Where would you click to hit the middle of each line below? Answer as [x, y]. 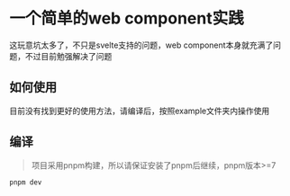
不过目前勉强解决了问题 [68, 56]
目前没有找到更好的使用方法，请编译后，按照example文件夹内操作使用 [140, 111]
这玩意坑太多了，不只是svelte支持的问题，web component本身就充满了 [141, 45]
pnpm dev [26, 182]
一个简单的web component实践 [127, 18]
